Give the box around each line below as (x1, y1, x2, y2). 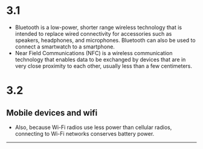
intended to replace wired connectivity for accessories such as (14, 30, 172, 37)
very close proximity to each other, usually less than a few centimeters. (14, 62, 192, 70)
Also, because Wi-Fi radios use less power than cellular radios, (14, 124, 172, 131)
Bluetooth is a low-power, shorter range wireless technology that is (14, 24, 182, 31)
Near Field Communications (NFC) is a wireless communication (14, 49, 173, 56)
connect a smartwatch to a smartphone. (14, 43, 115, 50)
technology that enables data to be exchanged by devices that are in (14, 56, 186, 63)
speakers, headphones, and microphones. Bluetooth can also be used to (14, 36, 196, 44)
